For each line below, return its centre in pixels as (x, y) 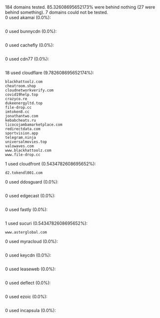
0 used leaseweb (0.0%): (30, 269)
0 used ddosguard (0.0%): (32, 182)
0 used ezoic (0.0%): (26, 297)
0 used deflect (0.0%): (28, 283)
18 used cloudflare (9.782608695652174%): (50, 73)
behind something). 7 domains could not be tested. (57, 12)
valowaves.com (20, 146)
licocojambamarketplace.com (34, 125)
